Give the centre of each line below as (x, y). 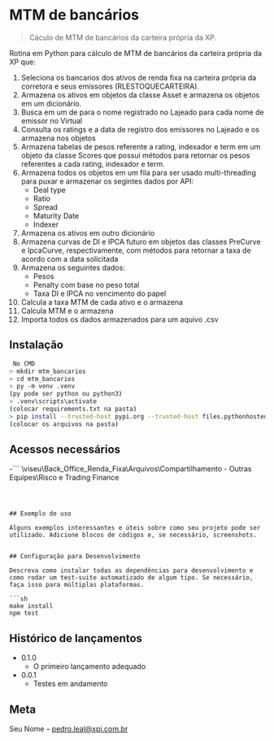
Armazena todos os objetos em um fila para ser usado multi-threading (139, 172)
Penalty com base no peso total (86, 284)
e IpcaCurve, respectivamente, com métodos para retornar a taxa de (136, 250)
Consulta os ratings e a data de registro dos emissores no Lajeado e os (140, 129)
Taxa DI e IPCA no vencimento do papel (100, 293)
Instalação (37, 345)
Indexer (46, 224)
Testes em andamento (70, 683)
